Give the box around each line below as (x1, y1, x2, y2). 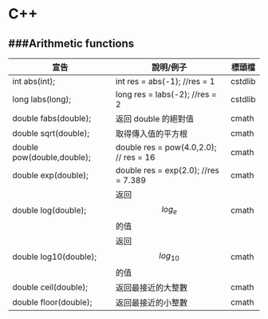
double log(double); (12, 205, 87, 216)
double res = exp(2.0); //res (115, 165, 219, 176)
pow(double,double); (12, 152, 91, 162)
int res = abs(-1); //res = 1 (115, 76, 215, 86)
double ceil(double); (12, 281, 89, 293)
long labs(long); (12, 94, 72, 105)
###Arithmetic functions (8, 37, 135, 50)
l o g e (161, 204, 178, 217)
